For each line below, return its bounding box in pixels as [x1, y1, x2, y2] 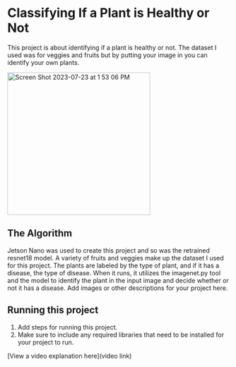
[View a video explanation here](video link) [7, 351, 132, 360]
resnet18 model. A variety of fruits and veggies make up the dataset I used [7, 253, 224, 262]
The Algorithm [7, 227, 73, 239]
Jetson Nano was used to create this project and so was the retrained [7, 246, 211, 255]
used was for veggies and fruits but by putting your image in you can [7, 51, 208, 59]
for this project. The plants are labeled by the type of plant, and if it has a [7, 261, 220, 270]
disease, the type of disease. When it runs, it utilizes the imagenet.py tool [7, 268, 221, 277]
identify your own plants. [7, 58, 80, 66]
